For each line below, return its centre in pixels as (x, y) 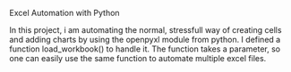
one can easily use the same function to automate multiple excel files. (138, 58)
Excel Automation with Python (64, 13)
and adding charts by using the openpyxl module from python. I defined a (145, 40)
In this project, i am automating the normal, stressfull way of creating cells (145, 30)
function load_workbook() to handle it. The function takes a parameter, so (145, 49)
